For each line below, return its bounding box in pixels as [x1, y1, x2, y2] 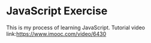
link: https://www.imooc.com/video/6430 [6, 30, 107, 37]
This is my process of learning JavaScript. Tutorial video [6, 24, 146, 31]
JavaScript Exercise [6, 4, 108, 18]
